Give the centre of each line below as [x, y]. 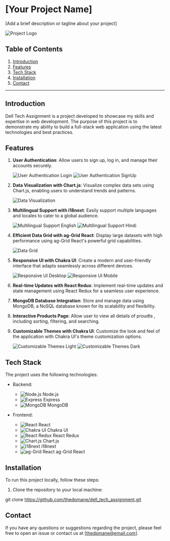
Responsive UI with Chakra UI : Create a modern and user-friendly [82, 260]
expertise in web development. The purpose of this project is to [71, 121]
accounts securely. [32, 165]
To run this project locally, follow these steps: [52, 480]
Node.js [51, 394]
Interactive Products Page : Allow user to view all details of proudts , [84, 316]
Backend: [23, 385]
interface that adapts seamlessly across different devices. [73, 266]
